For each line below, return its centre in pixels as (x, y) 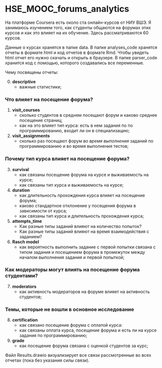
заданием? (31, 236)
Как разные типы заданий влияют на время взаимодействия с (84, 231)
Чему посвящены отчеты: (32, 72)
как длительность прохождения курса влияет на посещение (82, 195)
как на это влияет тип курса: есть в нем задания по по (76, 125)
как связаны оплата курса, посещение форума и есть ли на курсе (88, 330)
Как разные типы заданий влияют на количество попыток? (81, 226)
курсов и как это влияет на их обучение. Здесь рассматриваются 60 (77, 33)
